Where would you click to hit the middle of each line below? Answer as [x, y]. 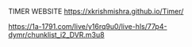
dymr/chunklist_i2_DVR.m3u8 [56, 35]
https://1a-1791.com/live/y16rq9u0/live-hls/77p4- [88, 26]
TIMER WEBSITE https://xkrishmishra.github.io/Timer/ [96, 11]
